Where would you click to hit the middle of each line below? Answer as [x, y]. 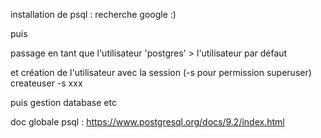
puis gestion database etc [63, 102]
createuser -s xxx [46, 83]
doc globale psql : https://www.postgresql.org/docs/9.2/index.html [147, 122]
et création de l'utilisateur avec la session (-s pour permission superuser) [161, 72]
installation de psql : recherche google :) [93, 14]
